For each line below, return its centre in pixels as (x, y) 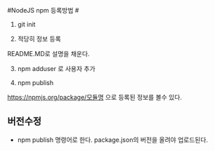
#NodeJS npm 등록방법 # (43, 10)
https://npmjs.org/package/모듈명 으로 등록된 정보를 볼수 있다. (95, 97)
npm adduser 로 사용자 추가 (57, 68)
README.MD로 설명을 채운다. (48, 54)
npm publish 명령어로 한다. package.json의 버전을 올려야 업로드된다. (113, 140)
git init (26, 24)
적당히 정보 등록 (39, 39)
